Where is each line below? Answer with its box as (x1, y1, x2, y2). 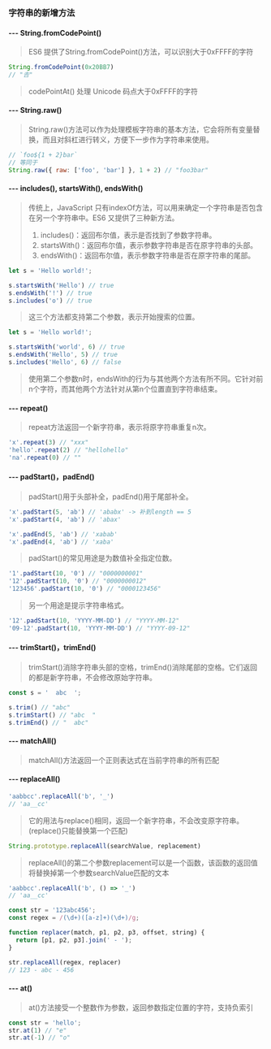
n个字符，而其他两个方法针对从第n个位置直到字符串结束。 (28, 384, 222, 393)
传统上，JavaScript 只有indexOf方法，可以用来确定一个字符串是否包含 (28, 202, 264, 212)
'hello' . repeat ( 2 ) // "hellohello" (8, 445, 129, 454)
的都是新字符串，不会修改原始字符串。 (28, 673, 157, 683)
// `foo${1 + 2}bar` (8, 151, 79, 159)
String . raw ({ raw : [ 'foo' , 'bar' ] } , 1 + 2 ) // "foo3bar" (8, 166, 209, 174)
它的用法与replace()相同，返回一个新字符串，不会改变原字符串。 (28, 815, 244, 826)
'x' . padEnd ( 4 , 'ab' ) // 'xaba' (8, 538, 114, 546)
